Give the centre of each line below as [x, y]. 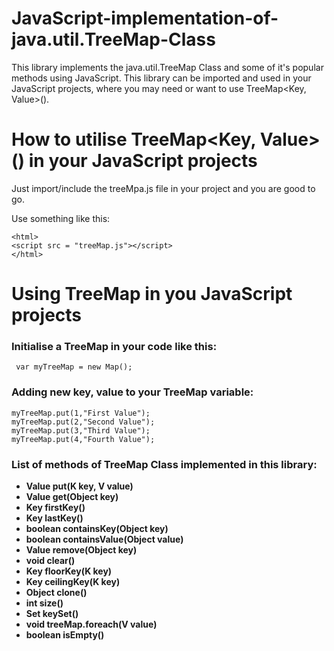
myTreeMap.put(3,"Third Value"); [81, 430]
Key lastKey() [54, 518]
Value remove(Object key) [81, 549]
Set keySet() [52, 613]
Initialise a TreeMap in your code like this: [114, 346]
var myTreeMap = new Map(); [74, 367]
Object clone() [56, 592]
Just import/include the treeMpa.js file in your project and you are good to [163, 188]
